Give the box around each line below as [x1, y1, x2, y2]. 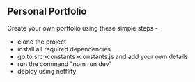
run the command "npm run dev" [17, 59, 113, 68]
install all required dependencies [17, 44, 111, 53]
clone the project [17, 38, 67, 46]
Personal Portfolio [7, 6, 87, 17]
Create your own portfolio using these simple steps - [7, 24, 159, 32]
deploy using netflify [17, 67, 77, 75]
